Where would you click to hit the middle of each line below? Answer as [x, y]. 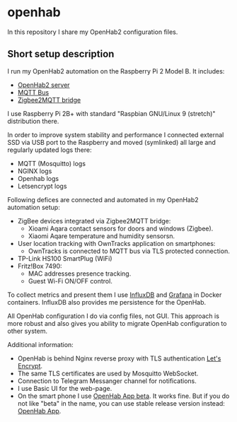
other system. [28, 331]
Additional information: [41, 344]
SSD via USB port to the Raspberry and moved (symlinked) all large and [111, 142]
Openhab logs [38, 178]
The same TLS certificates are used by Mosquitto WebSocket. [108, 373]
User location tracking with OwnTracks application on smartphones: [116, 243]
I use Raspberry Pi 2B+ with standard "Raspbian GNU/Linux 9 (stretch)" [111, 113]
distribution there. [33, 121]
